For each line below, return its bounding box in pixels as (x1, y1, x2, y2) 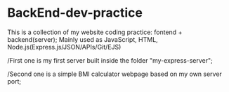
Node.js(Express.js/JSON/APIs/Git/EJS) (7, 43, 122, 51)
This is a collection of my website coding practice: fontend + (7, 28, 183, 36)
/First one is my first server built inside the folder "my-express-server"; (7, 56, 213, 64)
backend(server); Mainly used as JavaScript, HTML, (7, 35, 158, 43)
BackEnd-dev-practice (7, 5, 143, 21)
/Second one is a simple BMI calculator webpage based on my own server (7, 70, 223, 78)
